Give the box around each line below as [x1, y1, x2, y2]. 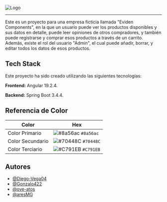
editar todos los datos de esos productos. [5, 45, 90, 51]
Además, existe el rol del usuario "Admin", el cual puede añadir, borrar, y [5, 40, 153, 46]
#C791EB [82, 146, 100, 152]
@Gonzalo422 [12, 181, 42, 187]
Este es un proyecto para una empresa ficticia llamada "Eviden [5, 19, 134, 25]
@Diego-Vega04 [12, 176, 47, 182]
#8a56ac [81, 131, 99, 136]
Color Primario [7, 130, 41, 136]
